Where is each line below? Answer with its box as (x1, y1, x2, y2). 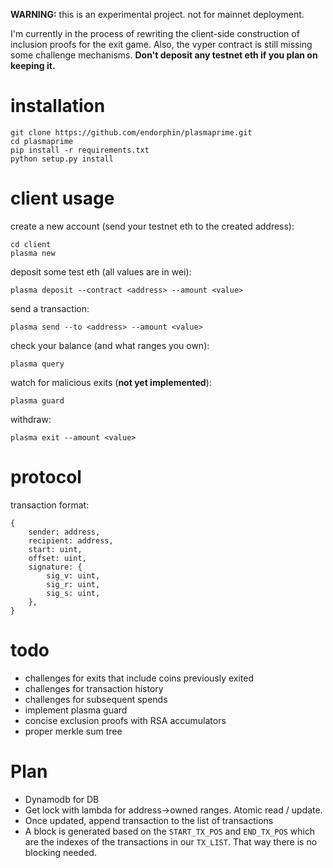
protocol (10, 466, 82, 489)
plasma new (10, 248, 56, 258)
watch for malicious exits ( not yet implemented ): (10, 376, 212, 388)
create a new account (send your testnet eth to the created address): (10, 220, 295, 232)
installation (10, 95, 106, 118)
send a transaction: (10, 302, 90, 314)
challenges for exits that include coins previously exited (24, 672, 255, 684)
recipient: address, (28, 535, 114, 546)
